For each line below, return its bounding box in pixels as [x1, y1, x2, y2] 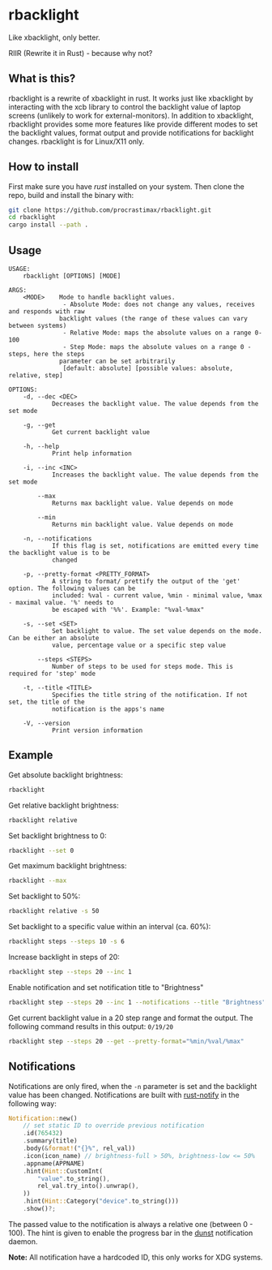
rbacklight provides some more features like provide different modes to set [8, 119, 258, 129]
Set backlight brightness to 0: [8, 830, 107, 841]
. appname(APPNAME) [23, 1159, 85, 1168]
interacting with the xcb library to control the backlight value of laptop [8, 101, 241, 111]
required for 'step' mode [8, 669, 96, 678]
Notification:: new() [8, 1114, 79, 1122]
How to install [8, 160, 79, 174]
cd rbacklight [8, 213, 57, 222]
